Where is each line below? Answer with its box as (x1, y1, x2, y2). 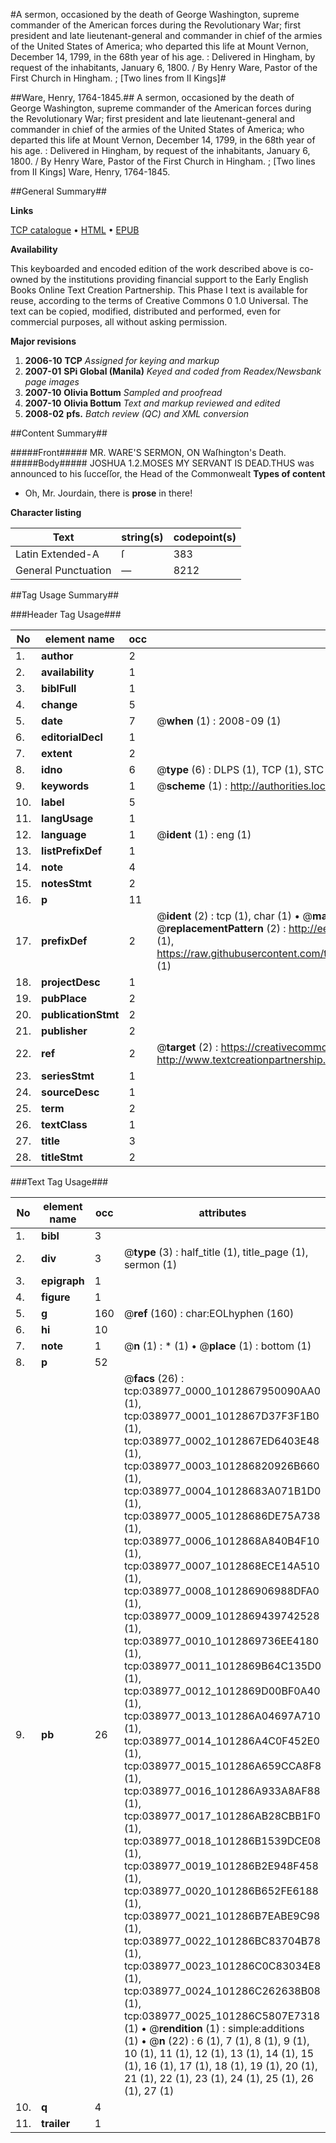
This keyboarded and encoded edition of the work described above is (10, 263, 298, 274)
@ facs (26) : (123, 1372, 185, 1385)
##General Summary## (10, 185, 107, 197)
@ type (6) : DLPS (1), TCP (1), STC (156, 763, 325, 776)
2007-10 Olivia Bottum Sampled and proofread (24, 387, 223, 398)
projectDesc (41, 975, 101, 989)
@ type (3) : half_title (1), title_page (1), (123, 1245, 309, 1259)
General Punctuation (15, 564, 112, 577)
